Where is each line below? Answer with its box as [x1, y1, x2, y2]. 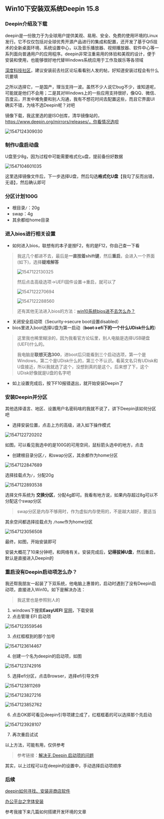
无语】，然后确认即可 [5, 179, 46, 185]
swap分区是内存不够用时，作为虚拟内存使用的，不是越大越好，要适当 [17, 508, 157, 514]
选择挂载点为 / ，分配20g [5, 472, 54, 478]
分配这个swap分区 [5, 498, 42, 504]
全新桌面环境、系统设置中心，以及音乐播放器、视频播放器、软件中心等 [13, 44, 155, 50]
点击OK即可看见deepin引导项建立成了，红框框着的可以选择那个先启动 [12, 712, 152, 718]
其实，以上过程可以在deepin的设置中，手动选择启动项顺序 [5, 763, 122, 769]
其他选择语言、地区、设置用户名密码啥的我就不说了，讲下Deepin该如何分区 [5, 405, 156, 411]
